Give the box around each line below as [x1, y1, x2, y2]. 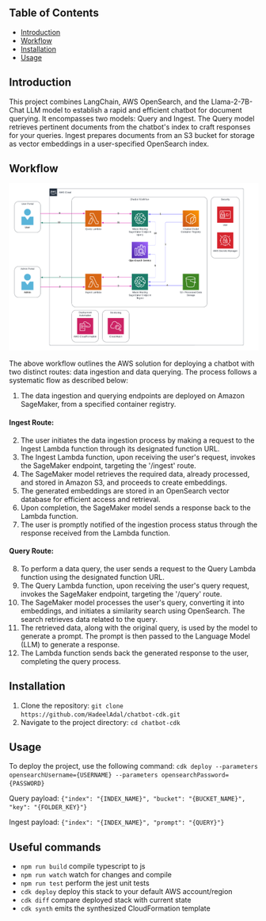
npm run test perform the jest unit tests [20, 878, 150, 888]
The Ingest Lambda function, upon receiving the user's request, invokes [20, 452, 256, 462]
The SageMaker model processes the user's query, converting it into [20, 597, 245, 607]
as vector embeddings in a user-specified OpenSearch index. [9, 139, 209, 148]
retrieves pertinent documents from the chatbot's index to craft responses [9, 122, 251, 132]
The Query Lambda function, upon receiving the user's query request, [20, 581, 250, 590]
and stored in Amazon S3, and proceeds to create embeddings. [20, 478, 228, 487]
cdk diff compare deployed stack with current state [20, 896, 192, 905]
